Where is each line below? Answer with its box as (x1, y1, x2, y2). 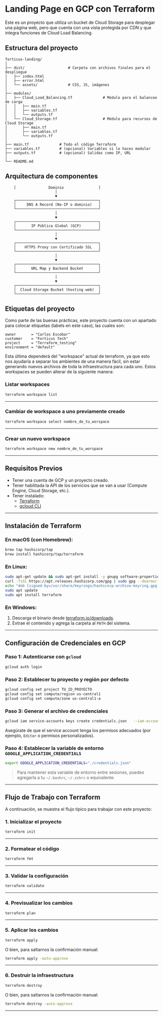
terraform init (5, 829, 36, 835)
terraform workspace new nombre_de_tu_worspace (5, 446, 103, 451)
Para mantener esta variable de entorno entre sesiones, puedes (16, 769, 145, 775)
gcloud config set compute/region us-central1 (5, 692, 101, 696)
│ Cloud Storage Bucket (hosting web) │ (14, 287, 101, 292)
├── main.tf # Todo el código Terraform (5, 142, 116, 147)
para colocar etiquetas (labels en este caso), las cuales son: (5, 322, 125, 329)
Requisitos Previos (5, 464, 63, 473)
